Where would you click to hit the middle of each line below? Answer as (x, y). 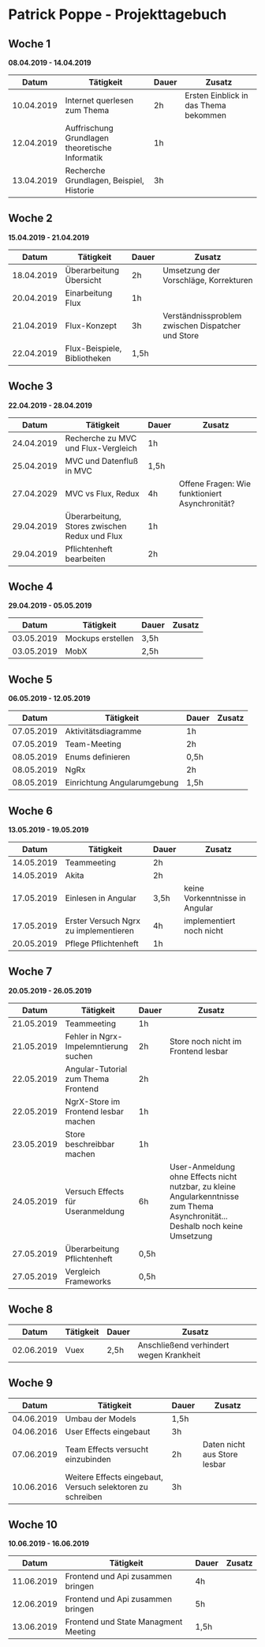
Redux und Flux (94, 536)
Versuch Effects (95, 1191)
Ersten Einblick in (216, 95)
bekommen (206, 115)
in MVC (78, 470)
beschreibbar (90, 1144)
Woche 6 (31, 810)
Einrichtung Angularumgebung (122, 782)
